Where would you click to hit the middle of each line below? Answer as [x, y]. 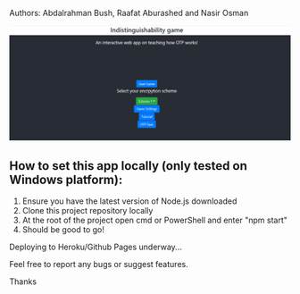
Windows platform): [66, 179]
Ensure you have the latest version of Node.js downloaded [129, 201]
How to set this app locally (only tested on [128, 166]
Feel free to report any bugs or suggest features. [99, 265]
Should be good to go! [63, 230]
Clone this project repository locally [87, 211]
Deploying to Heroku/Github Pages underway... [96, 247]
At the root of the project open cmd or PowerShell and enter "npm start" [154, 220]
